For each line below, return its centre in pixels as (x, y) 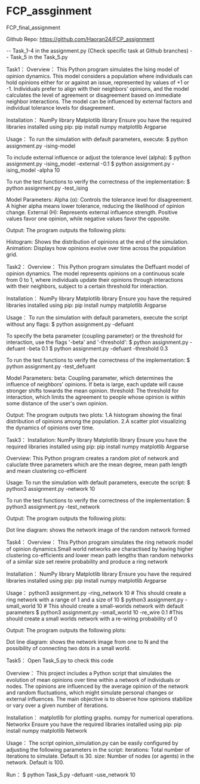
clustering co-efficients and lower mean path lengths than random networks (100, 555)
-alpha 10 (48, 170)
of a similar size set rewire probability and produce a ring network (87, 561)
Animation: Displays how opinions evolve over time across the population (96, 248)
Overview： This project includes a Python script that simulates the (89, 673)
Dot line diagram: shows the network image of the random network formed (98, 530)
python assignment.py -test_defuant (51, 366)
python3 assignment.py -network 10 (51, 488)
